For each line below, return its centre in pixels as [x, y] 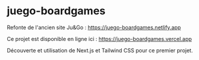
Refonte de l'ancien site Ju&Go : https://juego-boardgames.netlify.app [94, 27]
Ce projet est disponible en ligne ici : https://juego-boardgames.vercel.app [99, 39]
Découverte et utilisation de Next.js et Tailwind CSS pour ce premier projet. [100, 50]
